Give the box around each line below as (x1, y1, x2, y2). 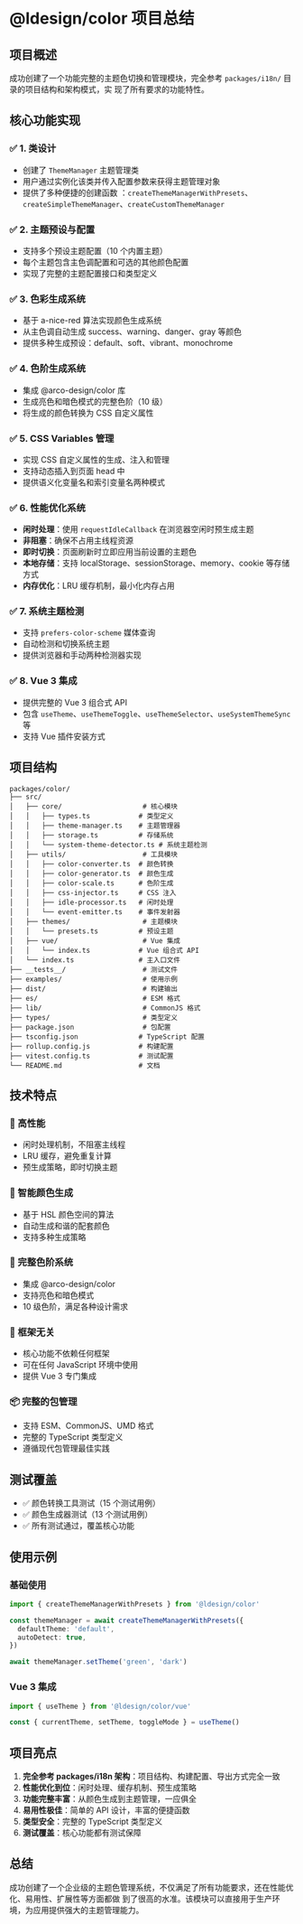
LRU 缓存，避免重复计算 (22, 1151, 113, 1162)
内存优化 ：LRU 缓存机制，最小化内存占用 (22, 580, 176, 592)
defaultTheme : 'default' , (17, 1624, 115, 1633)
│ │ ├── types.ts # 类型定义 (9, 811, 174, 820)
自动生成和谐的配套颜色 (22, 1220, 110, 1231)
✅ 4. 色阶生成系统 (9, 362, 87, 375)
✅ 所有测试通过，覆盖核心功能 (22, 1520, 135, 1531)
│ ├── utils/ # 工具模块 (9, 850, 179, 859)
